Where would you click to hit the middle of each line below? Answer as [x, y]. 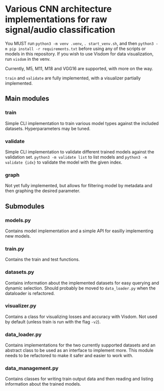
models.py [18, 220]
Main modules [27, 99]
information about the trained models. [43, 384]
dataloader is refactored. [30, 293]
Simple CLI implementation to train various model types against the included [82, 123]
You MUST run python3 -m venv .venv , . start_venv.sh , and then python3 [80, 43]
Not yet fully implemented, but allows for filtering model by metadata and [79, 186]
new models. [18, 236]
